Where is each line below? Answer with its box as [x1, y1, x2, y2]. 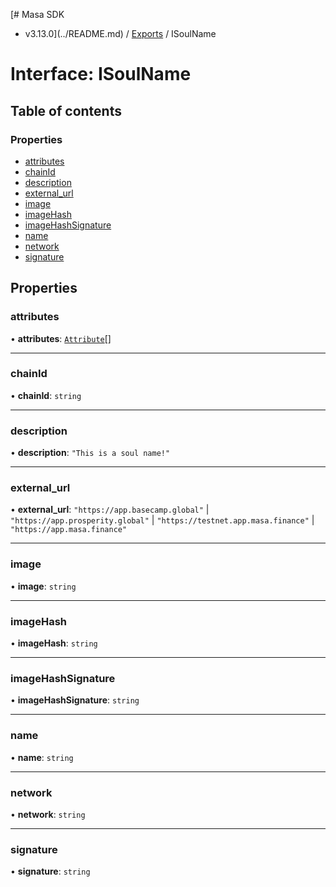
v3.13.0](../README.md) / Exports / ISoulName [24, 28, 217, 39]
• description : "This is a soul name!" [10, 447, 171, 459]
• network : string [10, 808, 86, 820]
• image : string [10, 580, 77, 592]
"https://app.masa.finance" [10, 525, 128, 535]
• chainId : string [10, 389, 82, 401]
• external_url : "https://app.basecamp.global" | [10, 504, 210, 516]
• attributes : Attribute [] [10, 332, 112, 344]
